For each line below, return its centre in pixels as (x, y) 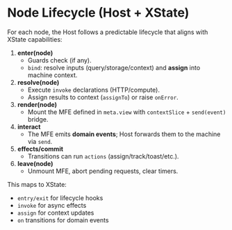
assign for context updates (56, 213)
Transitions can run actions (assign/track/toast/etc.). (103, 156)
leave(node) (35, 163)
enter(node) (35, 53)
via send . (40, 141)
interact (29, 126)
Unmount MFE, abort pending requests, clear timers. (103, 171)
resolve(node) (38, 82)
